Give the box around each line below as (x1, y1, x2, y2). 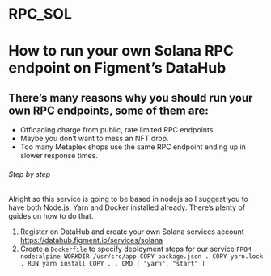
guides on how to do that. (8, 211, 94, 221)
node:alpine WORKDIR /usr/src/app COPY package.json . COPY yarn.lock (19, 253, 264, 261)
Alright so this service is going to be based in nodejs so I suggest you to (8, 194, 248, 204)
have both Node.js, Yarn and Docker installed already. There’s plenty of (8, 203, 246, 212)
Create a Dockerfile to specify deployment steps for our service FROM (19, 244, 252, 254)
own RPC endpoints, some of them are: (8, 103, 209, 117)
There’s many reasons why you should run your (8, 90, 253, 105)
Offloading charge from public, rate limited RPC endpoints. (19, 125, 216, 135)
